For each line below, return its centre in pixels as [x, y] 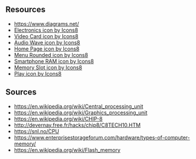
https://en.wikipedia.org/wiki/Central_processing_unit [79, 106]
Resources [26, 10]
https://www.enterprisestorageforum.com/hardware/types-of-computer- [102, 137]
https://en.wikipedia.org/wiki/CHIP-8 [58, 119]
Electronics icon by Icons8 [46, 30]
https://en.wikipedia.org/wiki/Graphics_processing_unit [81, 112]
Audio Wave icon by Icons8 [47, 42]
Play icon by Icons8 [38, 73]
